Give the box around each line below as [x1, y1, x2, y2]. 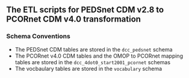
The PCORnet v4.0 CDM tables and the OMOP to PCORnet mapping [14, 52, 184, 59]
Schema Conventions [6, 32, 70, 41]
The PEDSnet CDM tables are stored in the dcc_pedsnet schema [14, 46, 173, 53]
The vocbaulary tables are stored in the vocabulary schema [14, 65, 163, 72]
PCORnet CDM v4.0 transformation [6, 14, 141, 25]
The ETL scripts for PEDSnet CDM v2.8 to [6, 5, 164, 15]
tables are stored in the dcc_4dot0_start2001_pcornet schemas [14, 58, 170, 65]
